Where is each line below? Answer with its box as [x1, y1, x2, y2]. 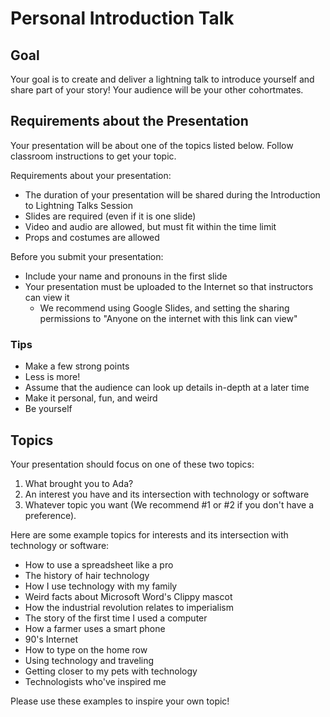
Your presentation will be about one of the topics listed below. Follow [10, 139, 294, 151]
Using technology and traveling [24, 654, 155, 666]
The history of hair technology [24, 569, 150, 581]
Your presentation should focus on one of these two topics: [10, 458, 255, 470]
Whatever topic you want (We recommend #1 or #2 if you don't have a [24, 498, 315, 511]
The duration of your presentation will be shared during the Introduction [24, 188, 321, 201]
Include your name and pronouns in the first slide [24, 270, 228, 282]
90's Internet [24, 633, 78, 645]
